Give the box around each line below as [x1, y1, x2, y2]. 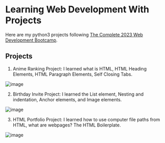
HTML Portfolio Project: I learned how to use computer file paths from [12, 116, 160, 122]
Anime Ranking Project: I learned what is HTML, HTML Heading [12, 65, 147, 71]
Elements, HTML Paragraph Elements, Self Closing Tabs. [12, 71, 133, 77]
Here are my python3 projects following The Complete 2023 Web [5, 31, 143, 38]
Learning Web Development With [5, 4, 150, 15]
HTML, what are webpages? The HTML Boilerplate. [12, 122, 121, 128]
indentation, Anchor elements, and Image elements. [12, 96, 122, 102]
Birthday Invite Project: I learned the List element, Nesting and [12, 91, 144, 97]
